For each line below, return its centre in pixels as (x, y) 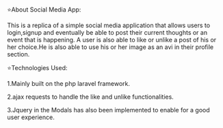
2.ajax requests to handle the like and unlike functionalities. (91, 97)
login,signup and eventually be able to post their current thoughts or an (107, 32)
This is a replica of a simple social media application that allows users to (109, 25)
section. (18, 54)
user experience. (31, 117)
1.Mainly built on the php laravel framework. (68, 83)
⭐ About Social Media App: (44, 10)
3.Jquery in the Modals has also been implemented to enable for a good (108, 110)
